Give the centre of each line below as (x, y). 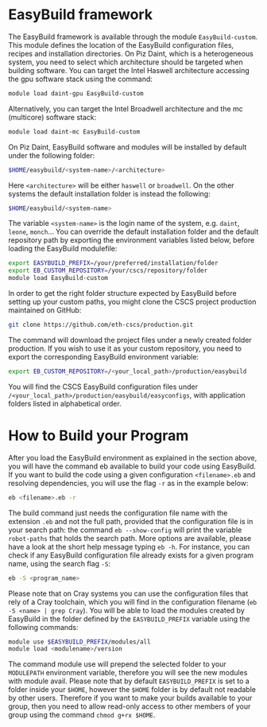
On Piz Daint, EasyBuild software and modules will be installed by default (128, 147)
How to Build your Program (99, 436)
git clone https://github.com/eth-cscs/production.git (101, 325)
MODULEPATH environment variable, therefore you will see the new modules (128, 673)
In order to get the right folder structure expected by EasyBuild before (122, 294)
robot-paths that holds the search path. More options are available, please (130, 538)
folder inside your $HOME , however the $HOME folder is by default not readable (132, 690)
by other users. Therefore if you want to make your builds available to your (130, 698)
